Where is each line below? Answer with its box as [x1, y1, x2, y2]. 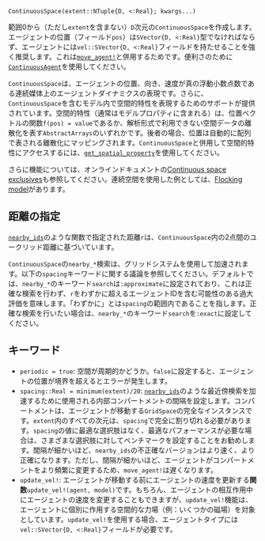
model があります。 [8, 184, 70, 194]
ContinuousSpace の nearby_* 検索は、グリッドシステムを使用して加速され [8, 259, 242, 268]
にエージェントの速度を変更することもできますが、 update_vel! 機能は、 [19, 494, 253, 504]
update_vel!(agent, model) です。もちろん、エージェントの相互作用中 [26, 485, 254, 494]
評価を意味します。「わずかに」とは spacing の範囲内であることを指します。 [8, 298, 251, 308]
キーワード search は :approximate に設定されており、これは [57, 278, 245, 288]
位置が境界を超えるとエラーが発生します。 [33, 376, 172, 385]
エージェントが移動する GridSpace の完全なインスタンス [68, 406, 246, 415]
